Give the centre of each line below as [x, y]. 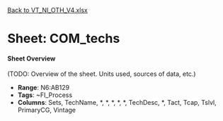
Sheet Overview [32, 58]
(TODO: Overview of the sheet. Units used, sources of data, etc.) [102, 74]
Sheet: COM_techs [64, 39]
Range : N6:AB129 [43, 88]
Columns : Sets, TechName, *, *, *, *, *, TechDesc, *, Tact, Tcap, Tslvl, [117, 103]
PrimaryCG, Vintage [47, 110]
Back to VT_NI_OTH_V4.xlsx [48, 10]
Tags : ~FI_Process [45, 95]
